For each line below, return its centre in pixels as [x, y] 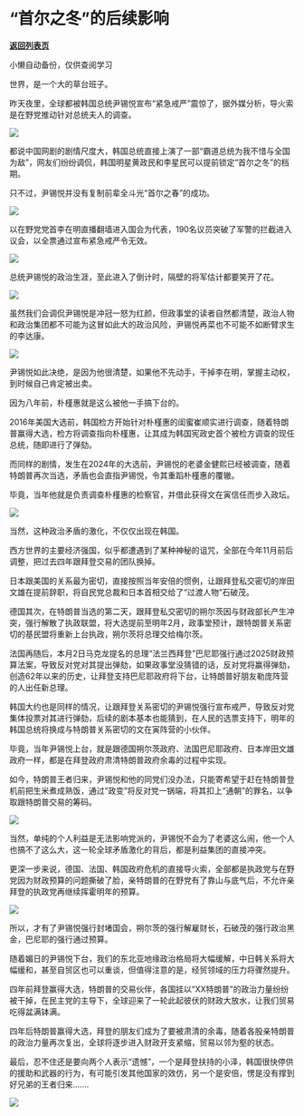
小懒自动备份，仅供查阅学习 [61, 64]
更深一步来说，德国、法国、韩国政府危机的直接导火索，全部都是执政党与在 [148, 868]
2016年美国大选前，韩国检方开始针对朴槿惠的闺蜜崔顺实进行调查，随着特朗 [149, 422]
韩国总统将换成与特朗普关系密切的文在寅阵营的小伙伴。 [112, 729]
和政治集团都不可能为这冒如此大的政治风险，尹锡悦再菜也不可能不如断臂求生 [152, 324]
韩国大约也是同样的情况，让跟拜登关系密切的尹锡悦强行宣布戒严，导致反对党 [152, 706]
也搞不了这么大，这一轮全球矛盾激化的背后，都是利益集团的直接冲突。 [140, 849]
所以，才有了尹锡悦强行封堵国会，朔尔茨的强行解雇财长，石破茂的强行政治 [148, 927]
